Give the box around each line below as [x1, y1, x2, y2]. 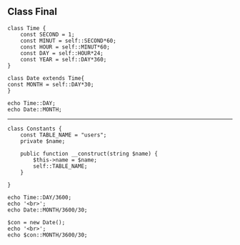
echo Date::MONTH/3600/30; [7, 206, 88, 214]
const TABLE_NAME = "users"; [20, 131, 107, 139]
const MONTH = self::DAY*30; [7, 81, 94, 88]
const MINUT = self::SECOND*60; [20, 37, 116, 44]
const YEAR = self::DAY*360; [20, 56, 107, 63]
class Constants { [7, 125, 62, 132]
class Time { [7, 24, 46, 31]
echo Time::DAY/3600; [7, 194, 72, 201]
